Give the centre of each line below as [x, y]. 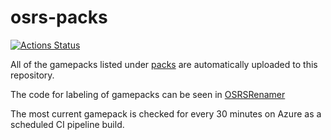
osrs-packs [59, 17]
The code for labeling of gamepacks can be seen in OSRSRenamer [148, 94]
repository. [32, 75]
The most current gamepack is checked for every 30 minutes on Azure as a [166, 113]
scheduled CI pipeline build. [67, 124]
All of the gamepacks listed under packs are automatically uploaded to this [164, 64]
